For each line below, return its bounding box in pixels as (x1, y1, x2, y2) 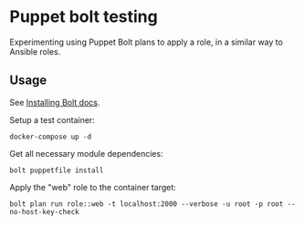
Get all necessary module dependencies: (9, 148, 163, 159)
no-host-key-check (9, 207, 79, 216)
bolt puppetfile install (9, 166, 104, 175)
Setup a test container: (9, 114, 96, 125)
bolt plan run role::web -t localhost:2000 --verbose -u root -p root (9, 199, 284, 209)
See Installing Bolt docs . (9, 97, 100, 108)
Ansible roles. (9, 46, 61, 56)
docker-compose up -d (9, 132, 92, 141)
